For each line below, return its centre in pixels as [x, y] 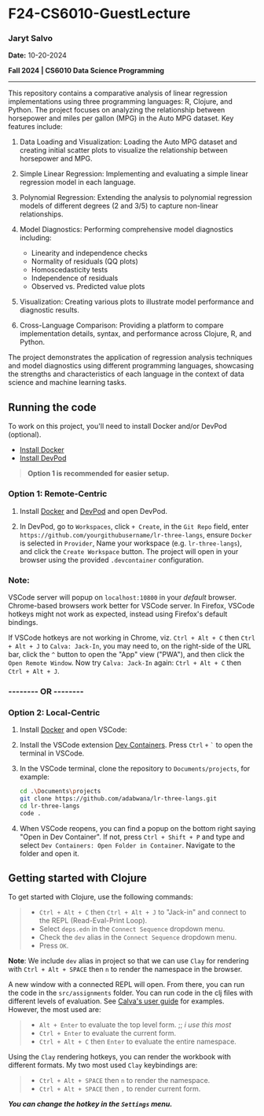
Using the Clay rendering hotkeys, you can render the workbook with [120, 1057]
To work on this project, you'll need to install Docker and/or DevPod [117, 427]
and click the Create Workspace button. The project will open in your [129, 551]
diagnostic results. [49, 310]
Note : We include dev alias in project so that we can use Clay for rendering [128, 961]
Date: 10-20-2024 [37, 55]
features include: [35, 127]
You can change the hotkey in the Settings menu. [90, 1104]
